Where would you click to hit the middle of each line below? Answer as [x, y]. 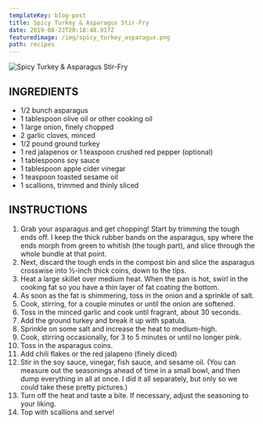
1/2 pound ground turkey [60, 143]
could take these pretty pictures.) [74, 387]
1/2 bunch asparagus [54, 110]
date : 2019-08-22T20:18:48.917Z [61, 30]
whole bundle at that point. [63, 254]
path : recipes [32, 45]
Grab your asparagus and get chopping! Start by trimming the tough [130, 229]
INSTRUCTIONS [49, 210]
